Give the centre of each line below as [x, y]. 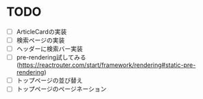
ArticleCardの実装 [41, 31]
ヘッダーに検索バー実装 [49, 49]
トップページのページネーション [61, 89]
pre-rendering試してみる [51, 57]
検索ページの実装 [40, 40]
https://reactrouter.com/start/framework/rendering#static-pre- [107, 65]
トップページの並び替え [49, 81]
